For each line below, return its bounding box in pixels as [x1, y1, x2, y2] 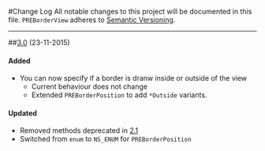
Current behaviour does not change [31, 82, 148, 92]
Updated [8, 108, 38, 118]
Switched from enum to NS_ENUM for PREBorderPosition [19, 134, 192, 144]
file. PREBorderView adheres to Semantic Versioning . [8, 15, 176, 25]
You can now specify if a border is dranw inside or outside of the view [19, 74, 248, 83]
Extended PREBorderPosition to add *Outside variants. [31, 90, 207, 100]
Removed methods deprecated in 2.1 [19, 126, 139, 135]
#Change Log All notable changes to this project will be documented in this [8, 7, 252, 16]
